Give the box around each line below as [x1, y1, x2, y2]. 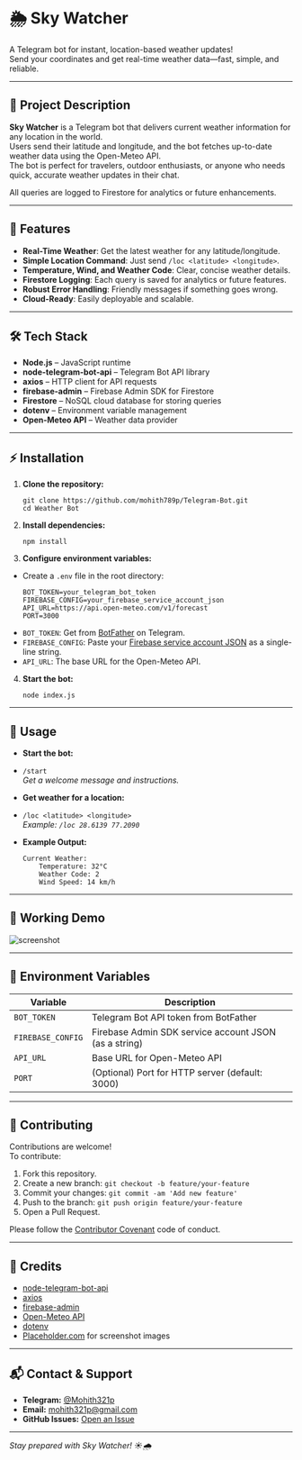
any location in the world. [9, 131, 103, 141]
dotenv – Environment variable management [22, 405, 187, 416]
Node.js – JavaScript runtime [22, 358, 131, 368]
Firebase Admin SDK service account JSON [91, 1025, 277, 1038]
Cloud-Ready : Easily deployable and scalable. [22, 293, 194, 304]
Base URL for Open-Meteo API [91, 1051, 223, 1064]
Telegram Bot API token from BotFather [91, 1011, 258, 1023]
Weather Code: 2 [39, 870, 100, 879]
